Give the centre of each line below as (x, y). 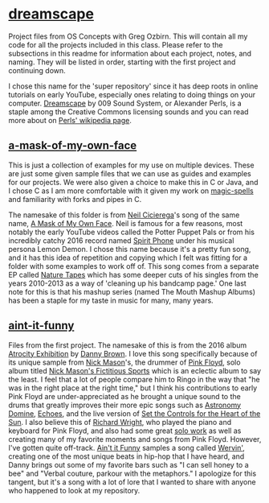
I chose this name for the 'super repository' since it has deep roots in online (133, 86)
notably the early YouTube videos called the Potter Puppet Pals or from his (132, 232)
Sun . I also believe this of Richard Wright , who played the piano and (120, 422)
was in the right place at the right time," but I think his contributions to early (133, 388)
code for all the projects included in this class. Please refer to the (116, 44)
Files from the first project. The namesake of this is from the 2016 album (128, 345)
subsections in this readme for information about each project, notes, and (130, 53)
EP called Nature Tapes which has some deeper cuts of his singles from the (133, 274)
